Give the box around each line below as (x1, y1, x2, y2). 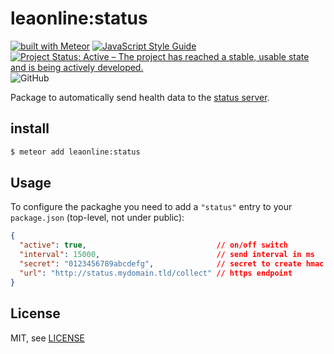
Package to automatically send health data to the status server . (10, 91, 270, 103)
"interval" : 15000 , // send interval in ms (19, 250, 315, 260)
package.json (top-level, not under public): (10, 212, 185, 224)
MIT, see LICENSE (10, 332, 85, 344)
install (10, 120, 50, 137)
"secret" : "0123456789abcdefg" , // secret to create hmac (19, 259, 325, 269)
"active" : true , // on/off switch (19, 240, 288, 251)
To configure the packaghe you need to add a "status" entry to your (10, 201, 293, 213)
